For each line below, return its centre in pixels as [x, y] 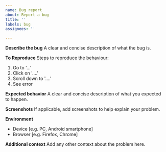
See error [23, 84]
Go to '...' [22, 68]
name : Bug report [24, 10]
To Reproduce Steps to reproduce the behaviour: [57, 58]
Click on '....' [26, 73]
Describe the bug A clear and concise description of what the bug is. [78, 48]
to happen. [17, 99]
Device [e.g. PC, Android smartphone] [53, 129]
